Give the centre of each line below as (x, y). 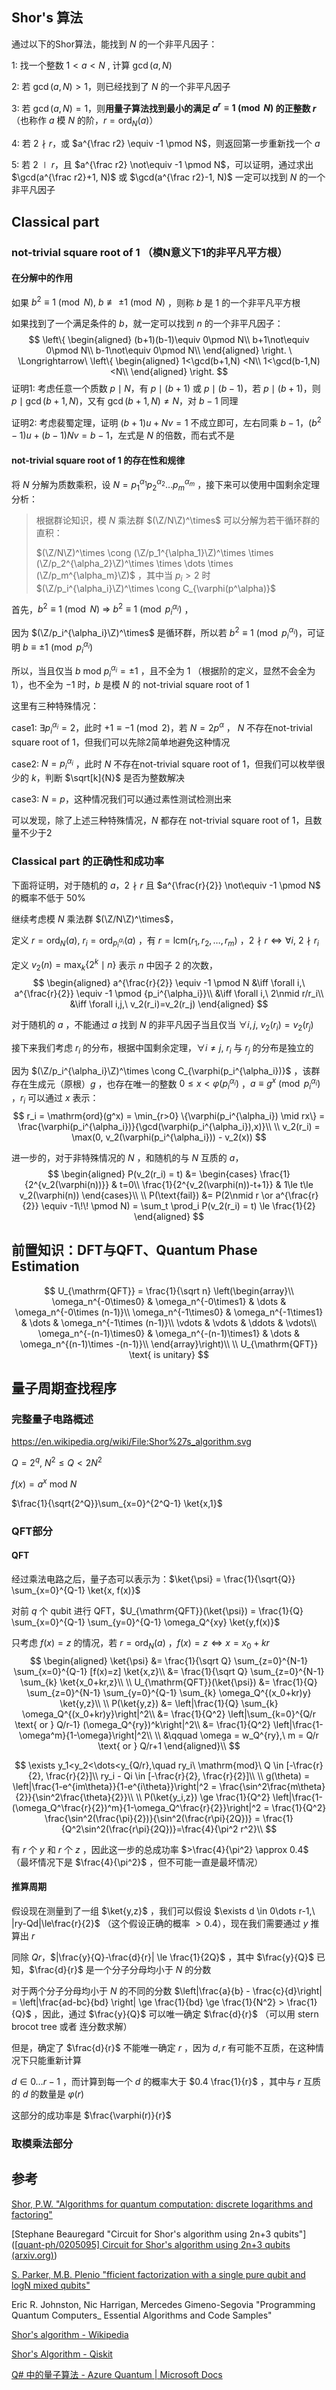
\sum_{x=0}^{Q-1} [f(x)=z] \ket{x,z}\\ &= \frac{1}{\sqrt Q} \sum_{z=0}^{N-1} (169, 1671)
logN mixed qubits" (51, 2285)
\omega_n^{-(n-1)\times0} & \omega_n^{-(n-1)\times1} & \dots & (169, 1333)
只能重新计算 (55, 2060)
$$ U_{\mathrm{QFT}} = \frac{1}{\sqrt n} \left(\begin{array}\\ (169, 1290)
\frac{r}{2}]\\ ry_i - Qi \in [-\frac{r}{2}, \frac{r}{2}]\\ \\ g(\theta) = (178, 1775)
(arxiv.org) (32, 2255)
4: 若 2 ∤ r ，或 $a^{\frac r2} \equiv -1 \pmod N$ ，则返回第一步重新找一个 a (166, 144)
